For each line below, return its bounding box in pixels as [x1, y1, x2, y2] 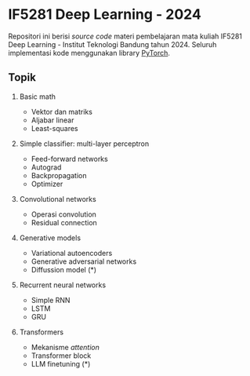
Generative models [19, 233, 81, 243]
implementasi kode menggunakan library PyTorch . [8, 48, 171, 57]
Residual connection [31, 217, 98, 227]
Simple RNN [31, 295, 71, 305]
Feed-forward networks [31, 154, 108, 163]
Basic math [19, 92, 56, 101]
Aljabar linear [31, 115, 74, 125]
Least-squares [31, 123, 78, 133]
